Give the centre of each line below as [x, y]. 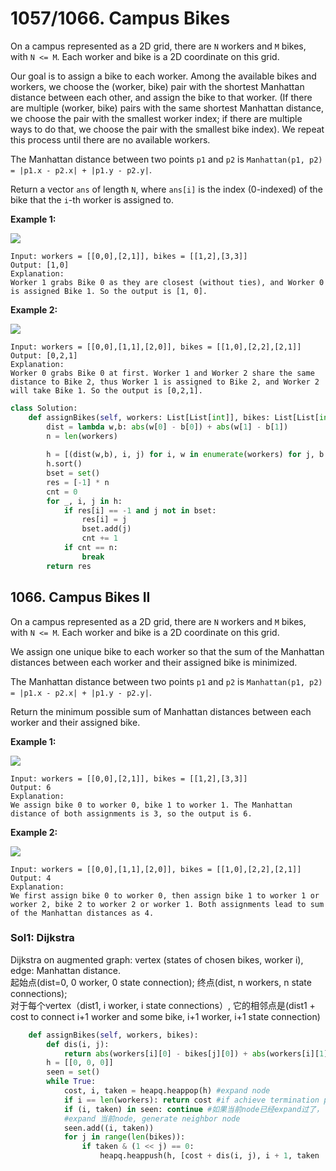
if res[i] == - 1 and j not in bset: [140, 510]
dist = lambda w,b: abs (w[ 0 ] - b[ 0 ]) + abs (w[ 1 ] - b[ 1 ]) [167, 427]
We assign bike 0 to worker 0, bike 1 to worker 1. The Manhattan [151, 805]
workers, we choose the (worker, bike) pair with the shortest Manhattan [157, 86]
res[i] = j [104, 520]
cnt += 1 [99, 538]
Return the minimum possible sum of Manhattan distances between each [161, 711]
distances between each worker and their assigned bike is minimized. [154, 662]
